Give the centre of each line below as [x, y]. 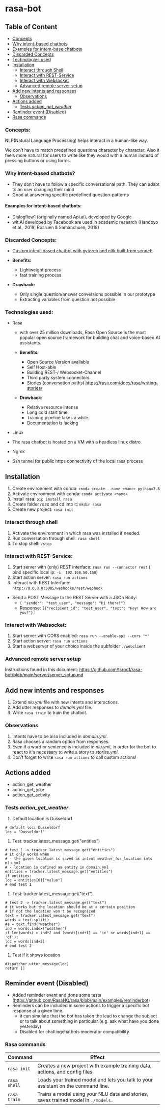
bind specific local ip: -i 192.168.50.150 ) [55, 572]
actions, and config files [65, 1072]
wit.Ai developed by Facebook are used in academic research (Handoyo [85, 222]
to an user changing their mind [43, 189]
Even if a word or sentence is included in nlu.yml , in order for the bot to [84, 746]
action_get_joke [28, 790]
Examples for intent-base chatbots [47, 49]
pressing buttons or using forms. [38, 161]
